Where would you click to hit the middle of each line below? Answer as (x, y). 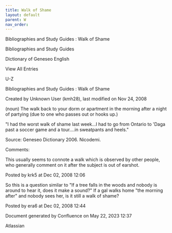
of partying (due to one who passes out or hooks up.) (62, 114)
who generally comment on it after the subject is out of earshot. (72, 165)
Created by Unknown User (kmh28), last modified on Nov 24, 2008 (76, 99)
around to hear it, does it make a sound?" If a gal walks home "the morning (84, 190)
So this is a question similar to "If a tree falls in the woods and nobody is (81, 185)
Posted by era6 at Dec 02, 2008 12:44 (46, 206)
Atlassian (15, 226)
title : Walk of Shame (28, 10)
